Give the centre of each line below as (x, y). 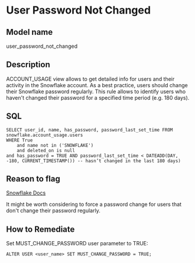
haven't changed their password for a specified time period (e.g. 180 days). (98, 97)
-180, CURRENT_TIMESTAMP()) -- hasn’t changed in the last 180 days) (94, 161)
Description (28, 65)
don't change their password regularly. (53, 211)
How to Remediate (40, 229)
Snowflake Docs (26, 193)
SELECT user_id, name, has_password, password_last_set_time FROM (90, 130)
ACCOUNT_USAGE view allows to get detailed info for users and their (90, 79)
